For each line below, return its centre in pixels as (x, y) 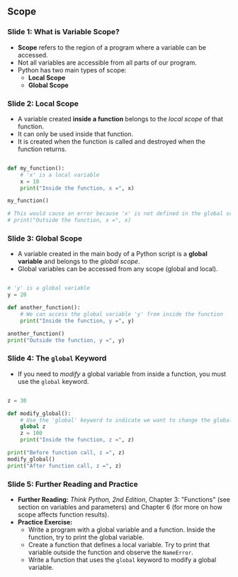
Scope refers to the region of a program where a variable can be (112, 47)
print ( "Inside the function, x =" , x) (77, 188)
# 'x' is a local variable (60, 175)
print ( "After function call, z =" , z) (64, 466)
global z (33, 427)
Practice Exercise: (45, 522)
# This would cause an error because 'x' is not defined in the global (115, 214)
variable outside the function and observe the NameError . (110, 552)
